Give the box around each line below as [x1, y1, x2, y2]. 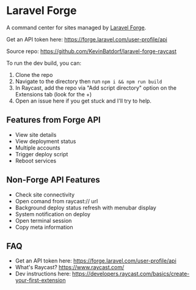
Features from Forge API [6, 115, 101, 125]
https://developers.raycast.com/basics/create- [72, 270, 190, 278]
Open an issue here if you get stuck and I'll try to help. [15, 97, 151, 104]
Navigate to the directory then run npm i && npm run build [15, 78, 162, 85]
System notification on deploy [15, 210, 90, 217]
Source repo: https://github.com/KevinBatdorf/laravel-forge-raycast [6, 47, 177, 55]
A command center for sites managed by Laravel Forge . [6, 24, 147, 31]
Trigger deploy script [15, 150, 68, 158]
